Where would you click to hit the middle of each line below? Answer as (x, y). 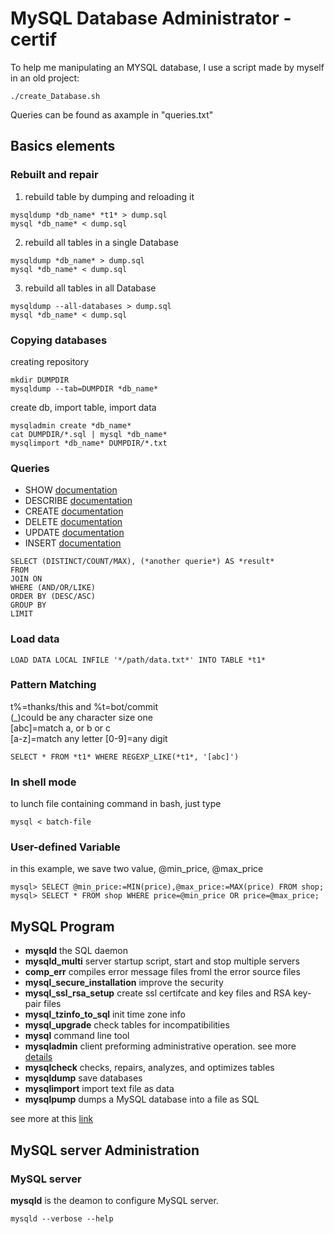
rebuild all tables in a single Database (101, 242)
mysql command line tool (77, 1036)
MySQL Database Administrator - (151, 18)
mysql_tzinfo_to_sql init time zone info (105, 1014)
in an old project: (45, 78)
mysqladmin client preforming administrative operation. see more (160, 1046)
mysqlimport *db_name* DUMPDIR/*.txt (89, 443)
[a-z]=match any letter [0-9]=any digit (89, 738)
